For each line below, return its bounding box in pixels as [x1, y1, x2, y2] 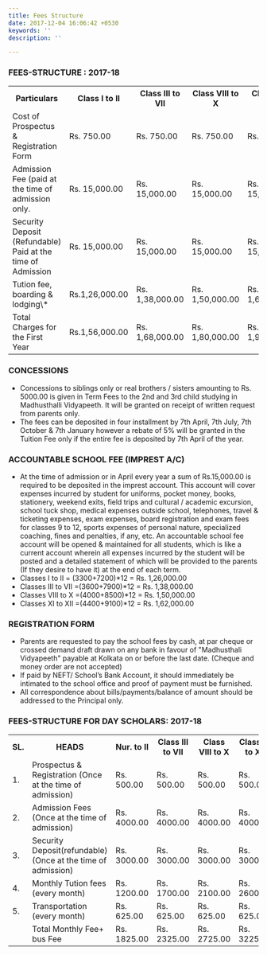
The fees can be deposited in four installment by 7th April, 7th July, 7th [19, 417, 252, 427]
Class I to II [77, 92, 121, 103]
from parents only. [19, 408, 80, 418]
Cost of [12, 111, 40, 122]
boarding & [12, 288, 53, 299]
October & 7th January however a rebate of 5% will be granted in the [19, 425, 246, 435]
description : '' [8, 33, 62, 42]
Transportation [31, 900, 87, 911]
